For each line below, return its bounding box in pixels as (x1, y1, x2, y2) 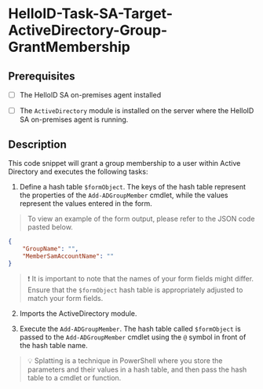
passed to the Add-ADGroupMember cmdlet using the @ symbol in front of (19, 332, 247, 342)
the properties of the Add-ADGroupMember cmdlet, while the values (19, 190, 228, 200)
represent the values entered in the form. (19, 198, 153, 208)
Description (8, 138, 67, 151)
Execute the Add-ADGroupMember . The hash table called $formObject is (19, 324, 241, 334)
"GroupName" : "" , (22, 244, 79, 252)
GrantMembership (8, 39, 131, 56)
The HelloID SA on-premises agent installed (19, 90, 162, 99)
